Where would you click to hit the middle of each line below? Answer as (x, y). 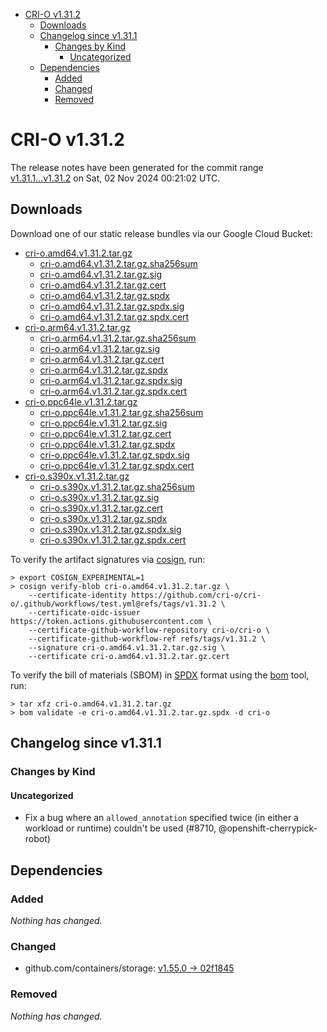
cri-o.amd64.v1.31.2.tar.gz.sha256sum (118, 263)
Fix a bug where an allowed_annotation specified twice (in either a (161, 818)
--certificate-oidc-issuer (84, 612)
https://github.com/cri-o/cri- (196, 595)
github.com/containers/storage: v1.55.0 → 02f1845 (129, 968)
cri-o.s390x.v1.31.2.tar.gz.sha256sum (117, 486)
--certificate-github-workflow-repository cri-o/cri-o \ (149, 630)
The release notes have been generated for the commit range (137, 167)
